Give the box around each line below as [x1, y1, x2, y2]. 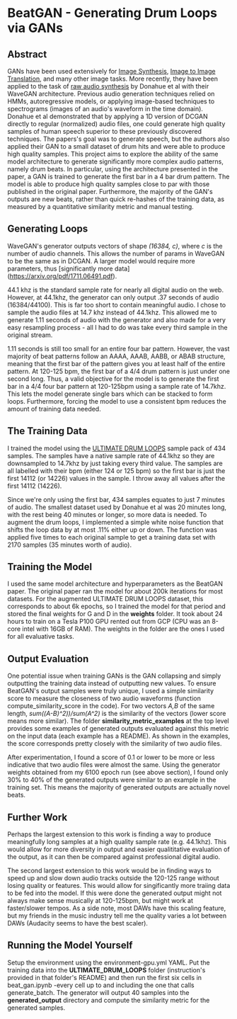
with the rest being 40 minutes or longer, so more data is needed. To [7, 510, 207, 518]
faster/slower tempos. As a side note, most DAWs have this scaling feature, [7, 904, 226, 913]
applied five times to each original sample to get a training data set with [7, 533, 216, 541]
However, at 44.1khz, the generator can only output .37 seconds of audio [7, 292, 219, 302]
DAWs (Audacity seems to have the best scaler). [7, 919, 149, 928]
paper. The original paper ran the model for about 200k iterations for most [7, 587, 224, 596]
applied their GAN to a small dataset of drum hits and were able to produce [7, 142, 226, 150]
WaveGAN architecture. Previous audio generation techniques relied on [7, 90, 215, 98]
